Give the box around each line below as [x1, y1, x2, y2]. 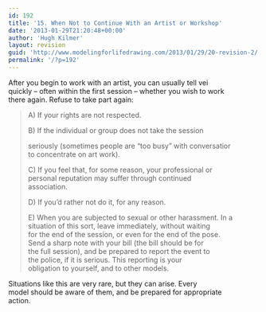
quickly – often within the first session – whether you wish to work [8, 86, 225, 96]
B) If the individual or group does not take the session [27, 125, 205, 135]
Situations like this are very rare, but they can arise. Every [8, 279, 198, 288]
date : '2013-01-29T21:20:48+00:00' [8, 26, 127, 34]
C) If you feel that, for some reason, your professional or [27, 165, 213, 174]
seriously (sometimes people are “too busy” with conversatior [27, 141, 231, 150]
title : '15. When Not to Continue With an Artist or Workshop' [8, 19, 223, 27]
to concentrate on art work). [27, 149, 121, 159]
